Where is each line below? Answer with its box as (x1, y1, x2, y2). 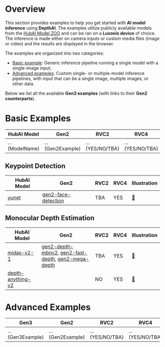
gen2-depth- (41, 243, 74, 250)
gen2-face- (42, 191, 71, 198)
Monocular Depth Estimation (5, 214, 95, 222)
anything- (7, 276, 31, 282)
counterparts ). (5, 95, 36, 102)
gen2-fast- (60, 249, 87, 256)
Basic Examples (5, 113, 71, 124)
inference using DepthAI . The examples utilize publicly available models (5, 25, 152, 31)
